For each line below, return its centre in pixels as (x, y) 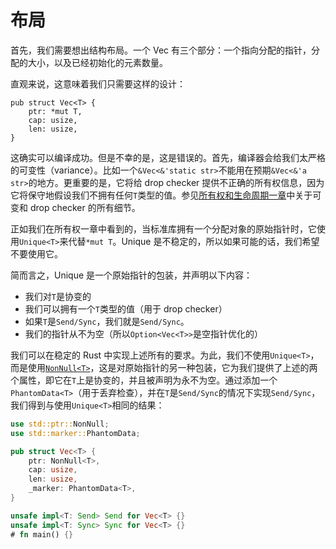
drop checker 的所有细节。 (85, 207)
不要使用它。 (36, 253)
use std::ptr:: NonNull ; (60, 424)
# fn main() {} (42, 534)
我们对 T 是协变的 (58, 296)
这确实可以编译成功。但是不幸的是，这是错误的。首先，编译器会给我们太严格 (168, 157)
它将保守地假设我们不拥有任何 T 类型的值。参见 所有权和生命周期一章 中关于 (161, 195)
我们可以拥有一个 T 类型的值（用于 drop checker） (126, 308)
